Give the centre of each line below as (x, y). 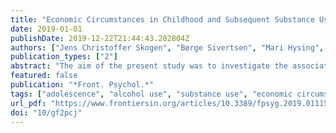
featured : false (44, 76)
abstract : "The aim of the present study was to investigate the (149, 66)
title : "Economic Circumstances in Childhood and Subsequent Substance (162, 19)
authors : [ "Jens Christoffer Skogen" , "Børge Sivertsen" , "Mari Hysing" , (167, 47)
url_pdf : (28, 103)
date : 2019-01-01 (46, 29)
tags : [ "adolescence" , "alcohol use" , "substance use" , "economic (151, 94)
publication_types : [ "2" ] (64, 57)
